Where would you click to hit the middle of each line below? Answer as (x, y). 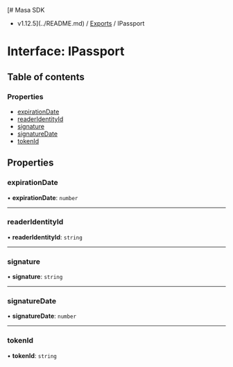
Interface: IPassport (66, 52)
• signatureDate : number (42, 316)
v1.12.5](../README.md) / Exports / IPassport (81, 23)
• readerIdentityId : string (45, 237)
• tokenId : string (32, 355)
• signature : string (35, 277)
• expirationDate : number (43, 197)
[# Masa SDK (26, 10)
